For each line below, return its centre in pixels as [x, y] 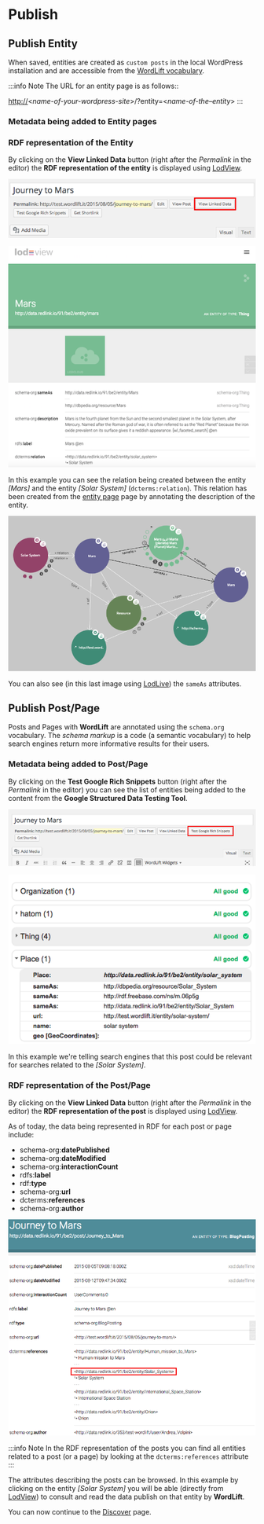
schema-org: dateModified [63, 1158]
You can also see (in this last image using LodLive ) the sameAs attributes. [125, 683]
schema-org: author [51, 1208]
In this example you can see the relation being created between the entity [127, 480]
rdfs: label [35, 1175]
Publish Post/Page [54, 709]
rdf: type [33, 1183]
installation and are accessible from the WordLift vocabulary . [106, 71]
